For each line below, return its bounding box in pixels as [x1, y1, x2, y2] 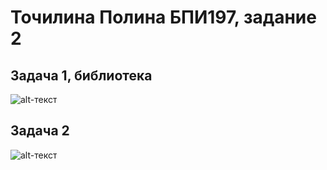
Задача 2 [10, 122, 70, 140]
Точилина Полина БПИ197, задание [10, 6, 317, 29]
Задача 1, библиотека [10, 67, 153, 84]
